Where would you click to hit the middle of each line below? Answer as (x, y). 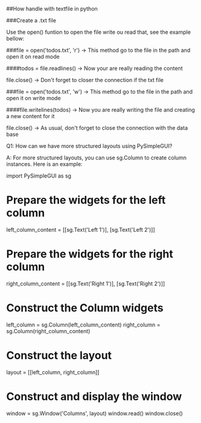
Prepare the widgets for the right (90, 254)
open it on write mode (34, 98)
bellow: (15, 38)
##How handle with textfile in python (52, 9)
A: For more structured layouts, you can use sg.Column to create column (97, 157)
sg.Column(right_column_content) (48, 331)
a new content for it (30, 116)
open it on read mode (33, 56)
